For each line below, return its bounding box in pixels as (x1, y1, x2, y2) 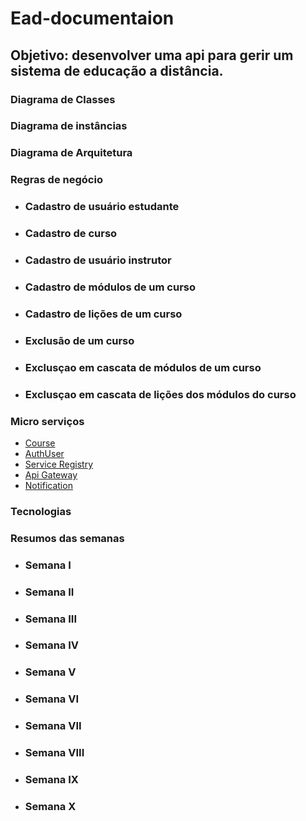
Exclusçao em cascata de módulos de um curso (24, 360, 262, 374)
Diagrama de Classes (10, 92, 116, 106)
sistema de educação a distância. (10, 62, 224, 79)
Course (24, 437, 56, 449)
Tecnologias (10, 504, 72, 518)
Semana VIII (24, 746, 85, 760)
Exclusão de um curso (24, 333, 135, 347)
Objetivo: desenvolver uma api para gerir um (10, 47, 294, 64)
